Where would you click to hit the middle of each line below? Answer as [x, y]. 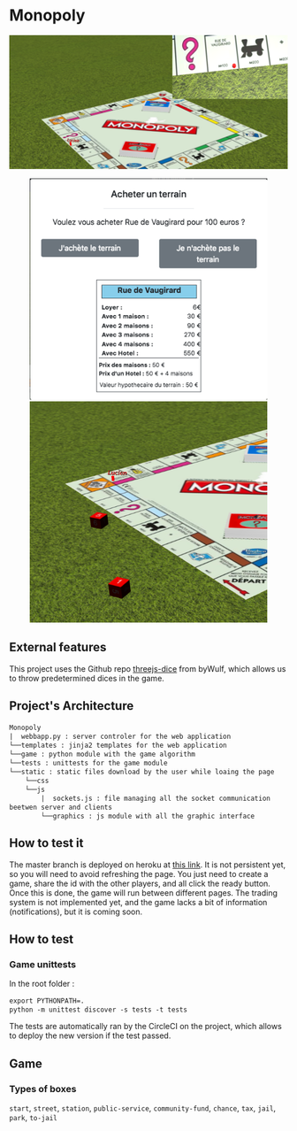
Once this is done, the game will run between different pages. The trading [144, 892]
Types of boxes [43, 1089]
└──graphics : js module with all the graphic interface [148, 816]
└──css [37, 781]
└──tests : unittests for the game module [88, 763]
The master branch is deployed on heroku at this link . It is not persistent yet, [148, 865]
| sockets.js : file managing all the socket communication [156, 798]
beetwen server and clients [61, 807]
